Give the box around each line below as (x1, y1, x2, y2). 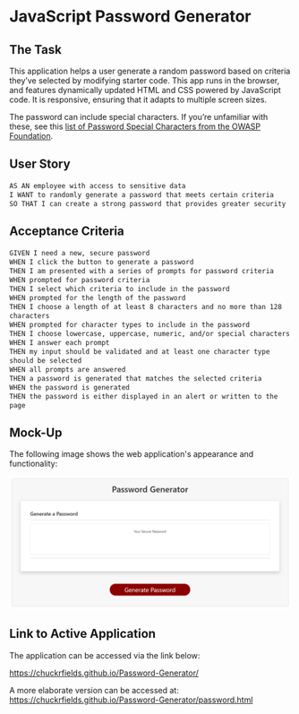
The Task (9, 42, 63, 57)
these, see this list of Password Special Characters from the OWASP (9, 121, 261, 132)
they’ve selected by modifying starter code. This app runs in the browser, (9, 75, 280, 86)
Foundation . (9, 131, 54, 141)
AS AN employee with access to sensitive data (9, 181, 186, 190)
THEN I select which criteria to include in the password (9, 284, 230, 293)
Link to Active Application (9, 626, 157, 641)
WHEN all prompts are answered (9, 365, 126, 374)
